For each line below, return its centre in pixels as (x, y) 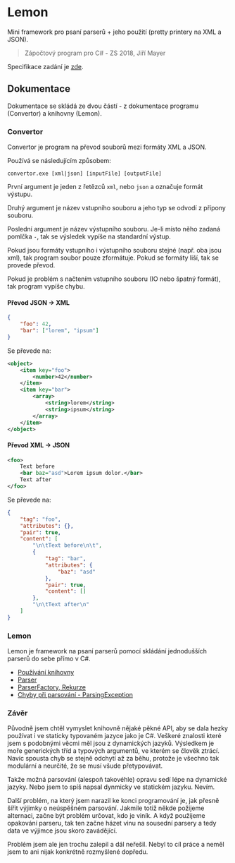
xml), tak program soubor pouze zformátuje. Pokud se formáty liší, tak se (113, 258)
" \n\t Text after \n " (61, 605)
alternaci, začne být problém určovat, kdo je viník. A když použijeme (106, 816)
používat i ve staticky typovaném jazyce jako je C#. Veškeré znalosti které (114, 736)
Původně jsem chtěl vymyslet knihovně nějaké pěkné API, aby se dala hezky (118, 728)
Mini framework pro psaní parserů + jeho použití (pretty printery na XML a (114, 32)
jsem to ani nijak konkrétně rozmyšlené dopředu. (78, 852)
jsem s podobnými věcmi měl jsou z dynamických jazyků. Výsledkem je (111, 743)
